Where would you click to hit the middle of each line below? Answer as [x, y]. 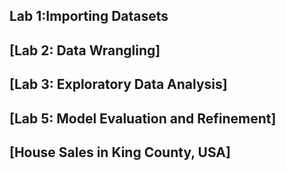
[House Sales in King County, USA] [120, 152]
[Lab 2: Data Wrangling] [85, 50]
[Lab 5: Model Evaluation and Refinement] [143, 118]
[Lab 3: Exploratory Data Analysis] [118, 84]
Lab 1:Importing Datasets [89, 16]
